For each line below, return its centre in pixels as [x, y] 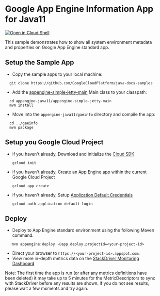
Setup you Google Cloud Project [54, 142]
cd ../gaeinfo [24, 123]
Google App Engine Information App [79, 9]
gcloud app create [31, 186]
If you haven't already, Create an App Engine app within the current [79, 172]
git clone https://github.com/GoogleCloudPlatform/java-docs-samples [81, 83]
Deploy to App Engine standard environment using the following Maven [83, 230]
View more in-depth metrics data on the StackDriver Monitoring [75, 259]
